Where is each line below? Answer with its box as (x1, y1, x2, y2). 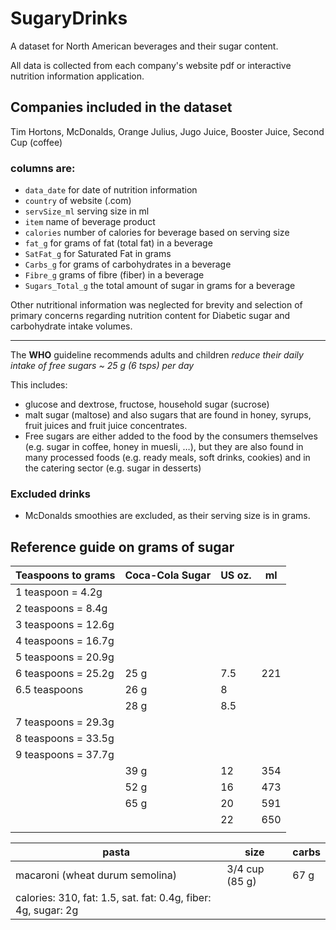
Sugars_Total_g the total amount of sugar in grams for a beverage (24, 280, 296, 292)
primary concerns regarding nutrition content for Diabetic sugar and (10, 310, 291, 322)
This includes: (10, 379, 68, 391)
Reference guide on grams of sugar (10, 538, 235, 556)
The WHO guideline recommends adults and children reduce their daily (10, 349, 304, 361)
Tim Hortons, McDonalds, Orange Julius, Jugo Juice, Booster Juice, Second (10, 125, 325, 137)
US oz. (220, 568, 252, 582)
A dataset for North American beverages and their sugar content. (10, 40, 279, 52)
